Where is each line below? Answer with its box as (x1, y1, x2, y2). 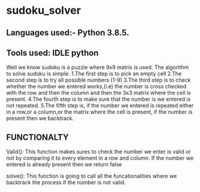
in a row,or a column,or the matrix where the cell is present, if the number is (6, 109, 193, 116)
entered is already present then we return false (6, 161, 122, 168)
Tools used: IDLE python (6, 47, 99, 58)
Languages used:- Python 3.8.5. (6, 28, 130, 38)
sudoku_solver (6, 4, 81, 17)
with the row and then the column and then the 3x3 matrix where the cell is (6, 89, 191, 97)
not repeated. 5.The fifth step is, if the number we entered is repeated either (6, 102, 194, 109)
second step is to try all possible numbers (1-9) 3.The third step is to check (6, 76, 191, 84)
